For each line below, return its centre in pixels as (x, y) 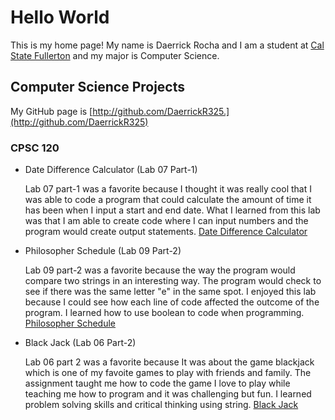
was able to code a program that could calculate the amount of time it (168, 200)
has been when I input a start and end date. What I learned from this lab (172, 210)
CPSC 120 (35, 148)
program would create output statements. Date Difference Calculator (166, 232)
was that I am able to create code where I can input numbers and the (166, 221)
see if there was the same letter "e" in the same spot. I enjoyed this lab (170, 292)
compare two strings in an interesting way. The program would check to (173, 281)
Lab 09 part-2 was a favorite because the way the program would (160, 270)
